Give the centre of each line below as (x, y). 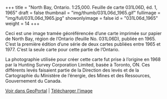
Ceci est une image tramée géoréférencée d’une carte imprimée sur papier (83, 33)
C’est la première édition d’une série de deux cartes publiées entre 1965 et (83, 44)
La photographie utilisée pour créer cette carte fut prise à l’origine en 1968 (83, 59)
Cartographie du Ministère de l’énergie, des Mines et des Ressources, (78, 75)
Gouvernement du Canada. (34, 81)
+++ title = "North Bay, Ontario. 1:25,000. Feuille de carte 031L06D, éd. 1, (81, 7)
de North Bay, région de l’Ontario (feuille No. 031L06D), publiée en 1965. (81, 39)
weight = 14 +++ (22, 23)
